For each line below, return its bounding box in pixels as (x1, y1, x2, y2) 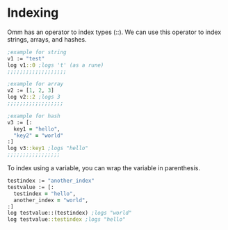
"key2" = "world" (13, 132, 64, 139)
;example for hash (7, 113, 60, 120)
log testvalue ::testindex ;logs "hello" (7, 216, 127, 223)
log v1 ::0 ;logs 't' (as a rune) (7, 61, 104, 69)
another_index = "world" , (13, 197, 89, 204)
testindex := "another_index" (7, 177, 95, 185)
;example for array (7, 81, 64, 88)
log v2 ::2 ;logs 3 (7, 94, 60, 101)
